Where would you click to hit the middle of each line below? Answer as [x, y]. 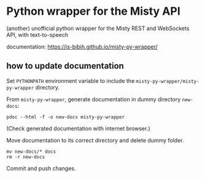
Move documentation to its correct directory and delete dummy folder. [95, 140]
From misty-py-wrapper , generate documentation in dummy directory [94, 99]
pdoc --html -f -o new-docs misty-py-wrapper [65, 117]
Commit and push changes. [41, 168]
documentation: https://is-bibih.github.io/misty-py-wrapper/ [82, 47]
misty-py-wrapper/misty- [168, 81]
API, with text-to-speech [37, 34]
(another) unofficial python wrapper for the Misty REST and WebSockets [98, 28]
